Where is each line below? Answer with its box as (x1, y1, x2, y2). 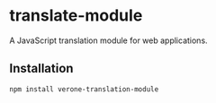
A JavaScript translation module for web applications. (9, 35, 209, 46)
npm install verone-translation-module (9, 84, 159, 94)
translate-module (9, 5, 143, 26)
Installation (9, 61, 74, 76)
